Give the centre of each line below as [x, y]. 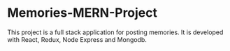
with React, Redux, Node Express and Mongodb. [77, 39]
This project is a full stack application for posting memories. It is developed [115, 32]
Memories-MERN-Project [82, 13]
